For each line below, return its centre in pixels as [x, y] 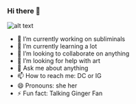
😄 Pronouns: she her [47, 86]
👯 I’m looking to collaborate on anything [73, 53]
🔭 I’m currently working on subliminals [71, 39]
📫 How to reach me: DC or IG [59, 76]
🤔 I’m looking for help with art [59, 61]
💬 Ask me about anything [53, 68]
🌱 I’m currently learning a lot [57, 47]
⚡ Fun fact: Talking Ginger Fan [60, 93]
